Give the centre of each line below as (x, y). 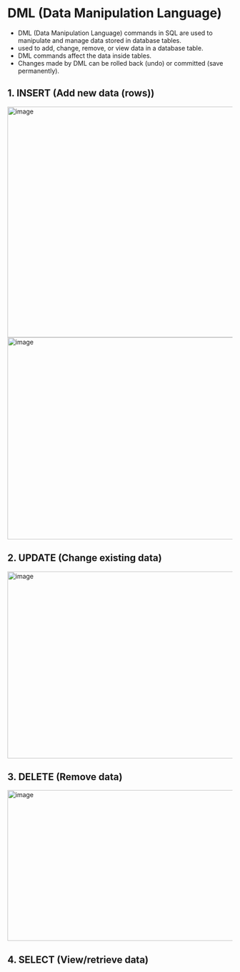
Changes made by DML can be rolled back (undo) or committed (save (120, 63)
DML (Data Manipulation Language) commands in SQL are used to (115, 33)
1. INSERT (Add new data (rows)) (81, 93)
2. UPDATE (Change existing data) (85, 558)
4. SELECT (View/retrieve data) (78, 960)
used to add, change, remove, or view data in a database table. (110, 48)
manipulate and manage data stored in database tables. (100, 40)
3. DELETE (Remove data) (65, 777)
